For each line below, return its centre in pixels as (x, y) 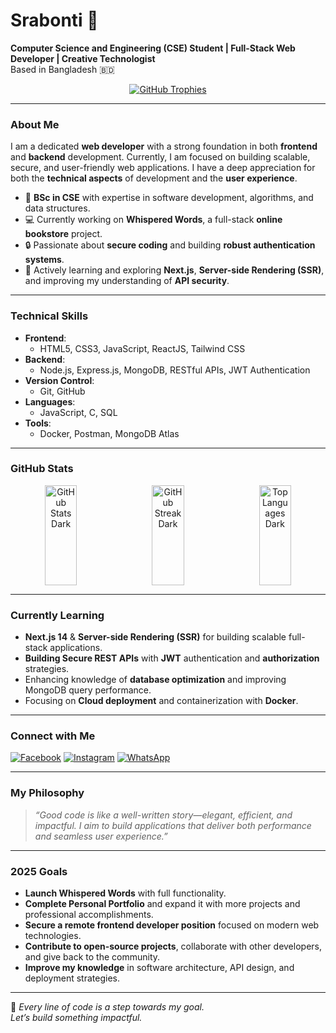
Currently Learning (57, 615)
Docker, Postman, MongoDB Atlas (109, 433)
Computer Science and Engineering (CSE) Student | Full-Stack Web (153, 48)
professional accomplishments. (89, 915)
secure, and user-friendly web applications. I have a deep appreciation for (163, 168)
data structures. (57, 208)
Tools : (38, 423)
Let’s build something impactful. (76, 1018)
